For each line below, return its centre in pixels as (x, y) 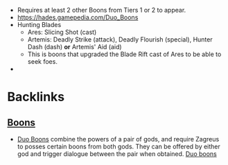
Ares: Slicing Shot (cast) (62, 32)
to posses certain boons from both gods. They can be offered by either (119, 146)
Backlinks (36, 97)
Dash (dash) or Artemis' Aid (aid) (75, 47)
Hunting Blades (39, 25)
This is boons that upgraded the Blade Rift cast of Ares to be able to (124, 54)
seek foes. (42, 61)
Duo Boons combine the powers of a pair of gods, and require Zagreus (118, 139)
